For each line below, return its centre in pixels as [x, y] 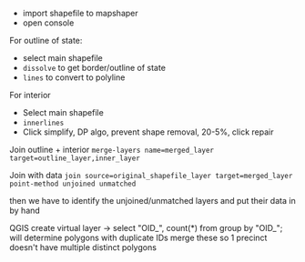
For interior [30, 95]
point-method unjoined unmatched [73, 184]
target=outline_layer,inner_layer [75, 158]
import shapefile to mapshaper [80, 13]
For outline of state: [46, 40]
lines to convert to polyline [74, 77]
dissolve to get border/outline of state [94, 68]
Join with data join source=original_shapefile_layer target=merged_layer [151, 175]
